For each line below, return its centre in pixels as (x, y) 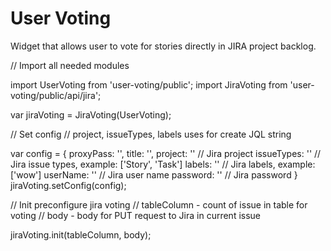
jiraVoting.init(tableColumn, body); (81, 234)
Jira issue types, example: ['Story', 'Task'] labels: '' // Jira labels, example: (163, 164)
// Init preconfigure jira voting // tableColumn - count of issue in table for (159, 204)
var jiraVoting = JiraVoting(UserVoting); (91, 114)
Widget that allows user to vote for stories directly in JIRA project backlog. (163, 46)
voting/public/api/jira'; (56, 95)
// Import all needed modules (70, 65)
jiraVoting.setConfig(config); (68, 185)
